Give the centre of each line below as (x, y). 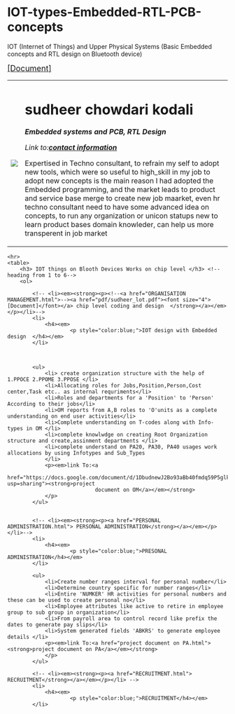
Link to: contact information (71, 148)
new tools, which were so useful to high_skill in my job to (117, 172)
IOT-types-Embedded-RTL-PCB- (104, 12)
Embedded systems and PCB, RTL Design (95, 132)
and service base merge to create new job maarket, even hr (122, 198)
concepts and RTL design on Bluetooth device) (75, 54)
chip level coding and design (120, 306)
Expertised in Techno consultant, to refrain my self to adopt (122, 163)
